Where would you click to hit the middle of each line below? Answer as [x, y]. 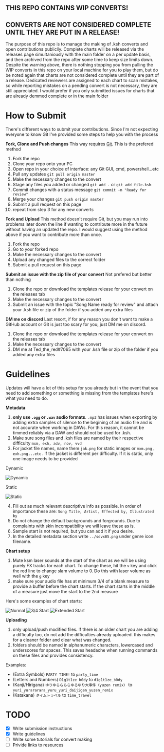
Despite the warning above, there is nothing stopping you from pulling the [79, 65]
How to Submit [36, 116]
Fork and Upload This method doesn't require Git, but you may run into [77, 219]
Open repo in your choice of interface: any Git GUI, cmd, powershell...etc [86, 169]
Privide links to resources [38, 745]
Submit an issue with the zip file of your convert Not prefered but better [79, 274]
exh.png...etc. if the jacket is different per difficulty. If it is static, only [83, 453]
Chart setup [18, 551]
